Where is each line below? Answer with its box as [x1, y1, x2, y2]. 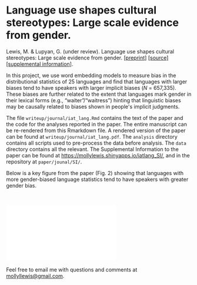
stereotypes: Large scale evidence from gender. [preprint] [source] [6, 54, 169, 61]
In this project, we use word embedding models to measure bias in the [6, 72, 176, 79]
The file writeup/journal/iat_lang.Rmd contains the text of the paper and [6, 114, 183, 121]
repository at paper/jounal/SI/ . [6, 158, 82, 165]
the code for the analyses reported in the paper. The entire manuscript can [6, 120, 187, 128]
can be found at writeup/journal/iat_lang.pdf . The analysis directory [6, 133, 178, 140]
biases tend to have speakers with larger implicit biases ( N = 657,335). [6, 84, 176, 91]
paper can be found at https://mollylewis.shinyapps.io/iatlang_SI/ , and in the [6, 152, 190, 159]
